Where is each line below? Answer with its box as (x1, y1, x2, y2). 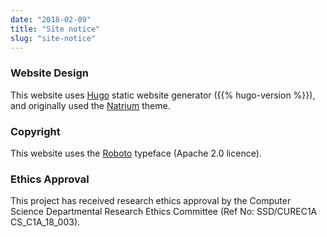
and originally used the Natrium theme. (10, 99, 171, 111)
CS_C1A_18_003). (10, 216, 81, 228)
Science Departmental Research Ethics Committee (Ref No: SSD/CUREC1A (10, 206, 318, 218)
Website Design (10, 66, 89, 80)
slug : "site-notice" (10, 33, 97, 43)
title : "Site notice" (10, 24, 101, 34)
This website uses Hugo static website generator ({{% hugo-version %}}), (10, 89, 316, 101)
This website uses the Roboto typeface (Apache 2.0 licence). (10, 147, 262, 159)
